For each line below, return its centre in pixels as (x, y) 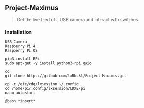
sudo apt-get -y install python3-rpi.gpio (48, 63)
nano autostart (20, 93)
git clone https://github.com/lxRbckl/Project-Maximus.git (66, 76)
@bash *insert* (20, 101)
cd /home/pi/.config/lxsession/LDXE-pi (45, 89)
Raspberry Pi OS (21, 51)
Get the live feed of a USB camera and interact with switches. (78, 19)
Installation (19, 32)
